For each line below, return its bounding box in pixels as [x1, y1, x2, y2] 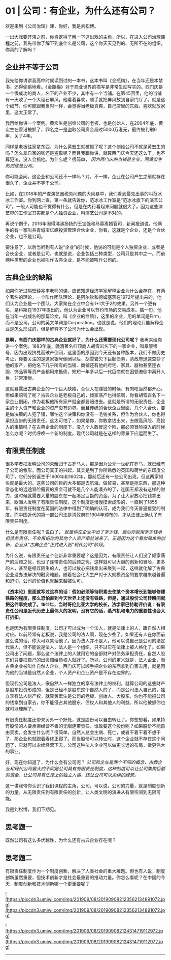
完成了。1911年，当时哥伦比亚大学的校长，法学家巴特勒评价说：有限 [22, 602, 165, 608]
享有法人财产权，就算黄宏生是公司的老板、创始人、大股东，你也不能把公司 [9, 693, 165, 699]
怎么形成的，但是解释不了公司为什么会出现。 [14, 326, 108, 332]
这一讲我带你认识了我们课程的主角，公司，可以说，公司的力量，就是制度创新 [5, 783, 165, 789]
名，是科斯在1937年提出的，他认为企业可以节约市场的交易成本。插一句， [5, 306, 157, 313]
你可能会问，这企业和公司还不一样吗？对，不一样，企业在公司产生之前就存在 [5, 173, 165, 179]
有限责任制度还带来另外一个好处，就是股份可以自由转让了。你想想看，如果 [5, 717, 161, 723]
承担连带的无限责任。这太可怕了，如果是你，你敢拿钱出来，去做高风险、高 [5, 417, 161, 423]
